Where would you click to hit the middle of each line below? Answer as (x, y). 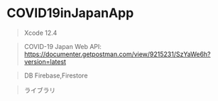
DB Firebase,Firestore (56, 75)
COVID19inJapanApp (70, 13)
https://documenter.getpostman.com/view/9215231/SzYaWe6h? (117, 54)
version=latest (45, 61)
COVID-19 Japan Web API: (63, 46)
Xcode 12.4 (40, 33)
